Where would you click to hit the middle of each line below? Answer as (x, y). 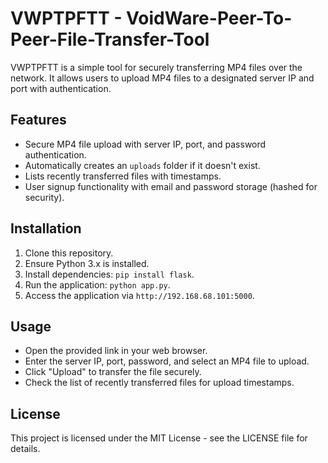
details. (25, 449)
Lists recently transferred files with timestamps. (123, 176)
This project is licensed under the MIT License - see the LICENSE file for (159, 438)
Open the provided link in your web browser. (116, 351)
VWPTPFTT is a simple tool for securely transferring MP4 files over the (156, 67)
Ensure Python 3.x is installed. (87, 263)
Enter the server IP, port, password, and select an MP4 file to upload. (167, 361)
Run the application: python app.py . (97, 284)
